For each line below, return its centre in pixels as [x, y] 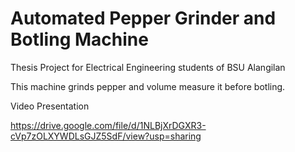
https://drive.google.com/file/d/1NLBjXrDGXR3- [108, 125]
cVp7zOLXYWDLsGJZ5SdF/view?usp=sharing [106, 136]
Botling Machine [79, 39]
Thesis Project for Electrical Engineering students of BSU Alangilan [148, 67]
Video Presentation [50, 106]
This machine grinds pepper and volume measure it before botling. [148, 86]
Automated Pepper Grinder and [143, 18]
